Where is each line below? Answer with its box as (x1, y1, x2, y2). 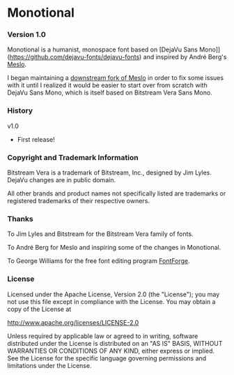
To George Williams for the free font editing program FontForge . (7, 257, 190, 265)
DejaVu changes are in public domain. (7, 176, 116, 184)
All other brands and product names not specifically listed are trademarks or (7, 189, 226, 198)
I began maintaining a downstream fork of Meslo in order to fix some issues (7, 74, 224, 82)
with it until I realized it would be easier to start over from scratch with (7, 81, 208, 90)
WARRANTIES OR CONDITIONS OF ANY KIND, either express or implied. (7, 346, 214, 355)
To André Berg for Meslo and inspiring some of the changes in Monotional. (7, 244, 221, 252)
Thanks (7, 214, 33, 223)
